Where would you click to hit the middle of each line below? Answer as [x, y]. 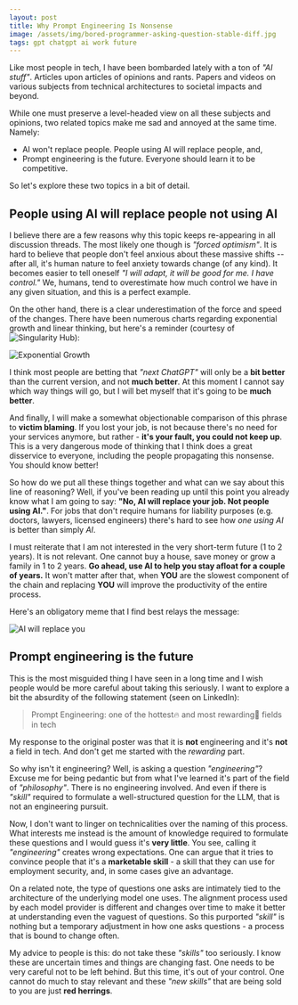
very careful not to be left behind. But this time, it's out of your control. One [147, 971]
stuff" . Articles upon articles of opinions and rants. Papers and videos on [142, 78]
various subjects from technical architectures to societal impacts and [136, 86]
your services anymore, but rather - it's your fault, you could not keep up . [146, 437]
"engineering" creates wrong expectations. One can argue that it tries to [141, 852]
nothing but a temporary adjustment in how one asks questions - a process [147, 926]
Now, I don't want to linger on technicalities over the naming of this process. [149, 823]
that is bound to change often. [64, 936]
